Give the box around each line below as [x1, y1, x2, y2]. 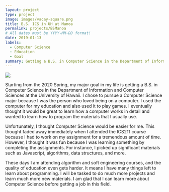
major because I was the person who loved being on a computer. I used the [5, 98, 161, 104]
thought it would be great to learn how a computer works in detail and [5, 108, 150, 114]
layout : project [5, 7, 39, 13]
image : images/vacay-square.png [5, 17, 73, 22]
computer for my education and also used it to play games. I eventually [5, 103, 152, 109]
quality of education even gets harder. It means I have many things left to [5, 165, 156, 171]
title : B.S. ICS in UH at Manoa [5, 21, 73, 27]
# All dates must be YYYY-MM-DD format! [5, 31, 92, 36]
